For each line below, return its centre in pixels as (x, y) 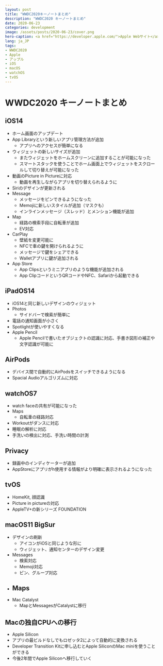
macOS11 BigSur (30, 525)
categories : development (30, 28)
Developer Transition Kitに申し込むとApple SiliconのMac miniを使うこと (84, 646)
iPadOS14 (20, 291)
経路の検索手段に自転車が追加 (49, 222)
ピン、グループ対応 (38, 572)
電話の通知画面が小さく (35, 321)
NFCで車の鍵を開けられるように (51, 246)
